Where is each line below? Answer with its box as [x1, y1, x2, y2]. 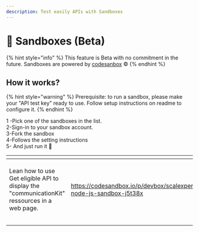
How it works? [6, 77, 60, 87]
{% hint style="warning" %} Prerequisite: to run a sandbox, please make [6, 93, 182, 101]
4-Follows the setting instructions [6, 136, 88, 143]
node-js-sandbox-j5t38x [70, 189, 143, 197]
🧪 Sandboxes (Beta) [6, 34, 105, 48]
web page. [9, 204, 38, 212]
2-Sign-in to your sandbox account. [6, 124, 94, 131]
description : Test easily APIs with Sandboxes [6, 8, 123, 15]
